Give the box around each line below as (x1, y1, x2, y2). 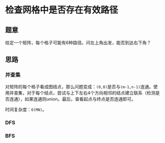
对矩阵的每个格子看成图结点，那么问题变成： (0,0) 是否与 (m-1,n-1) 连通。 (5, 83, 154, 89)
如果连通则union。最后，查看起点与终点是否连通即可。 (24, 96, 136, 102)
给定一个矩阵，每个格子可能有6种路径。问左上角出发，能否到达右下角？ (5, 40, 151, 45)
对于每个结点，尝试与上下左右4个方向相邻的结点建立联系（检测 (26, 90, 156, 96)
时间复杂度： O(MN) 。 (5, 107, 47, 112)
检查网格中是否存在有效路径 (5, 4, 118, 16)
